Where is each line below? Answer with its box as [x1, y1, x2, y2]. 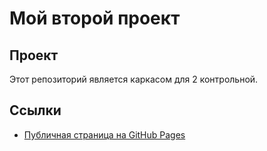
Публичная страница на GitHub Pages [23, 128, 186, 141]
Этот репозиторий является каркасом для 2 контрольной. [9, 73, 259, 85]
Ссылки [9, 102, 62, 119]
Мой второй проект [9, 7, 181, 30]
